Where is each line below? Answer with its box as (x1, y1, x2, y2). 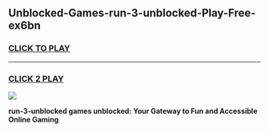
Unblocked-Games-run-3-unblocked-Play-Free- (8, 6, 256, 20)
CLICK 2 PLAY (8, 73, 64, 84)
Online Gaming (8, 114, 59, 124)
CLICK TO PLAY (8, 43, 70, 54)
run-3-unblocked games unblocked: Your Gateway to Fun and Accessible (8, 106, 258, 115)
